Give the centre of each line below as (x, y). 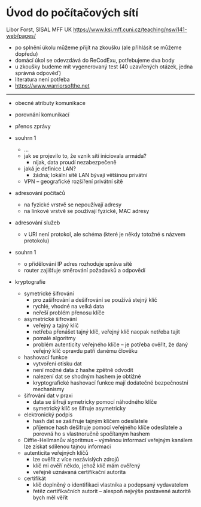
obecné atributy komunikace (50, 103)
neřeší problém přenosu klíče (68, 313)
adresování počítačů (40, 193)
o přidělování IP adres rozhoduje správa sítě (78, 263)
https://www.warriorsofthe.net (52, 85)
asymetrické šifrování (50, 319)
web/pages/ (21, 35)
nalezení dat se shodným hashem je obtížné (87, 376)
